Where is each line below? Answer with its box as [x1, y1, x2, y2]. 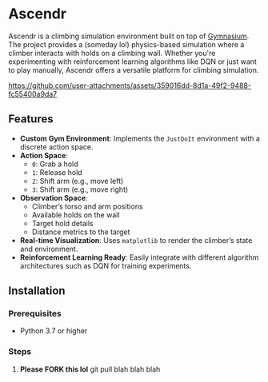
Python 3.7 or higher [19, 326, 88, 336]
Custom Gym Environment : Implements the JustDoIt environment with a [19, 133, 260, 143]
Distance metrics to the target [31, 227, 130, 237]
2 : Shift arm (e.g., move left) [31, 176, 124, 185]
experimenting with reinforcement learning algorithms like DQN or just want [8, 57, 258, 66]
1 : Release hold [31, 167, 82, 177]
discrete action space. [19, 141, 94, 152]
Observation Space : [19, 193, 88, 202]
